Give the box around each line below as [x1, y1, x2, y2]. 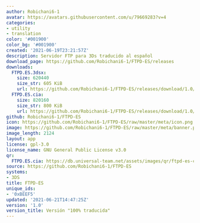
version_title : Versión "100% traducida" [6, 208, 111, 214]
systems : [6, 169, 28, 175]
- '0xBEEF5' [6, 191, 36, 197]
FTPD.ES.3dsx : [11, 70, 46, 76]
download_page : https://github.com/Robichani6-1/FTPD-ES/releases [6, 58, 174, 64]
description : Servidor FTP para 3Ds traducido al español [6, 53, 153, 59]
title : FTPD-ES [6, 180, 44, 186]
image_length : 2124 [6, 130, 55, 137]
